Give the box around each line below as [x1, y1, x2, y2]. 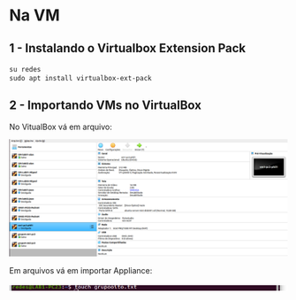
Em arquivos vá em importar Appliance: [9, 265, 153, 276]
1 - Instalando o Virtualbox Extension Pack [9, 41, 247, 56]
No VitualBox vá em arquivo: [9, 121, 112, 132]
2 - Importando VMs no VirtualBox [9, 98, 201, 113]
